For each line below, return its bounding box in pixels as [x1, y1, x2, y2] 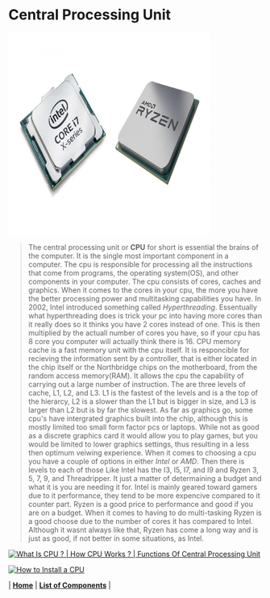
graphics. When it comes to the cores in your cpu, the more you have [27, 284, 258, 295]
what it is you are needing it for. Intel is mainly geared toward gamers [27, 482, 258, 492]
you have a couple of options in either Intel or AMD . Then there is [27, 456, 245, 466]
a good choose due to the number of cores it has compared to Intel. [27, 516, 254, 525]
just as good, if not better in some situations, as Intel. [27, 534, 204, 543]
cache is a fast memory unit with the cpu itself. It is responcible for [27, 345, 250, 355]
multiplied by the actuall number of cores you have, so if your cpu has [27, 328, 260, 338]
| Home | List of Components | [8, 580, 111, 590]
